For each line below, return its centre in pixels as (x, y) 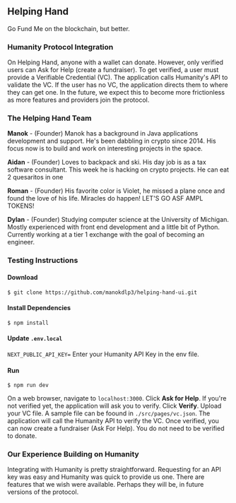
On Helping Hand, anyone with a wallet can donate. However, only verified (116, 62)
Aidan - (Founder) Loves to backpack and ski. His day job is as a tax (107, 162)
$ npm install (28, 323)
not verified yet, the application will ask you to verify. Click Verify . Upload (114, 406)
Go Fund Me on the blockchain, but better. (69, 28)
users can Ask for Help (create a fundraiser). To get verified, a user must (113, 70)
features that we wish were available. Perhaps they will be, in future (106, 485)
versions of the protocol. (43, 492)
